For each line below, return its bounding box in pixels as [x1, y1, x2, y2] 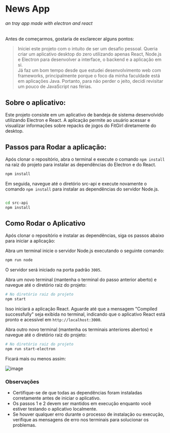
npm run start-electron [5, 346, 56, 351]
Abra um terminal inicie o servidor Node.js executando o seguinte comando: [5, 248, 164, 254]
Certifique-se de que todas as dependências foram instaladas [12, 390, 143, 396]
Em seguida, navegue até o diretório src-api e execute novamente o [5, 180, 147, 187]
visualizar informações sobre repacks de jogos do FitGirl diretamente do [5, 122, 156, 129]
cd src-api [5, 200, 28, 205]
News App [5, 3, 50, 15]
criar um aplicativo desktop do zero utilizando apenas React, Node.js [17, 51, 162, 57]
